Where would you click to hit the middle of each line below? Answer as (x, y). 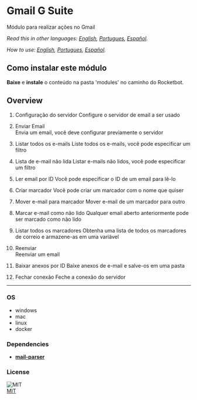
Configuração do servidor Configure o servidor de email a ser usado (97, 115)
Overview (25, 101)
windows (26, 310)
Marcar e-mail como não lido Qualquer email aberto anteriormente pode (102, 213)
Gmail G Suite (40, 11)
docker (24, 329)
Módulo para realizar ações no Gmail (51, 27)
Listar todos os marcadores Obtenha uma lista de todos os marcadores (101, 230)
